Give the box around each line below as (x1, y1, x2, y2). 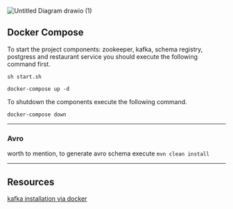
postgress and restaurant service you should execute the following (7, 52, 198, 60)
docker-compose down (7, 111, 67, 118)
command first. (7, 60, 51, 68)
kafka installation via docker (7, 194, 87, 203)
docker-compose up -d (7, 85, 70, 92)
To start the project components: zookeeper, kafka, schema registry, (7, 45, 203, 53)
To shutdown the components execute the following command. (7, 97, 187, 106)
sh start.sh (7, 73, 42, 80)
